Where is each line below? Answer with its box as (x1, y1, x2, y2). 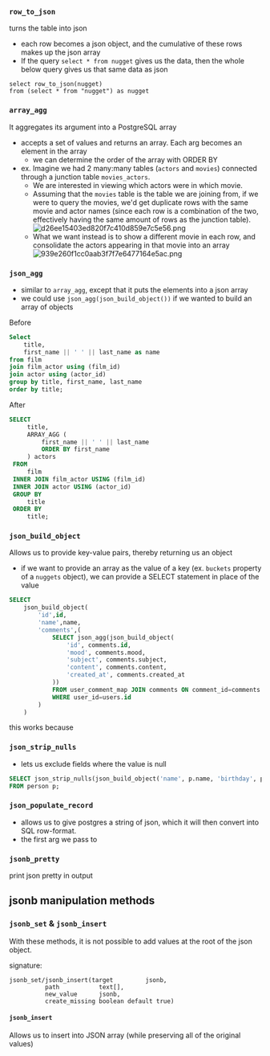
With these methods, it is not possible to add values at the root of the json (9, 936, 253, 946)
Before (9, 317, 31, 327)
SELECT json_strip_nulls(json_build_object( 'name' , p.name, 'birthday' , (9, 775, 257, 783)
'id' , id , (38, 611, 67, 620)
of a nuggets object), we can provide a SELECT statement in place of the (20, 572, 260, 582)
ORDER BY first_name (41, 445, 111, 453)
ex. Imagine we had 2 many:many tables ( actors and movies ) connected (20, 163, 257, 173)
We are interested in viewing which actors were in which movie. (32, 180, 244, 190)
